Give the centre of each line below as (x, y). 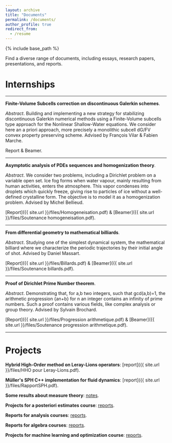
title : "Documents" (26, 15)
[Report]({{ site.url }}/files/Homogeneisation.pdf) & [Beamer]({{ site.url (80, 212)
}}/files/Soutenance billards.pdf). (40, 268)
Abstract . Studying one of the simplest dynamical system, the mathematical (85, 242)
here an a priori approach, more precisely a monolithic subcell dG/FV (78, 130)
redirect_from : (21, 29)
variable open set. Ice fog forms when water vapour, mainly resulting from (83, 180)
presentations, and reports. (34, 64)
